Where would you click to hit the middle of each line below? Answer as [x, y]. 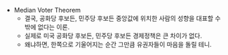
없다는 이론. [54, 27]
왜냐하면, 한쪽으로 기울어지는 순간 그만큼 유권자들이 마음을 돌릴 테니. [118, 44]
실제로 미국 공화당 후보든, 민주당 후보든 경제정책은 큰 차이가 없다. [113, 36]
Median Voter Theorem [47, 10]
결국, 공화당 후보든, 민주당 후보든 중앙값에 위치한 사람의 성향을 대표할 [119, 18]
